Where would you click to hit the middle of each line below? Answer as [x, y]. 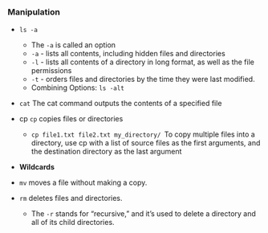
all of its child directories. [73, 223]
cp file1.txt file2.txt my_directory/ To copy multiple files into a [143, 134]
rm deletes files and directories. [71, 198]
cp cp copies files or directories [71, 119]
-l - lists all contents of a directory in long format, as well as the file [142, 62]
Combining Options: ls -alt [78, 88]
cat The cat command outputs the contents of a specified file [120, 104]
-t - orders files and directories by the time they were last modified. [143, 80]
